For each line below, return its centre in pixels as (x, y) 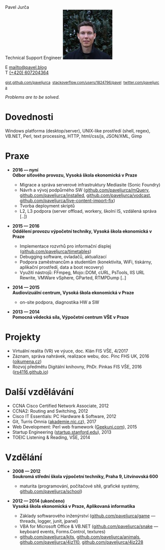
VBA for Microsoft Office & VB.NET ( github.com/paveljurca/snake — (89, 526)
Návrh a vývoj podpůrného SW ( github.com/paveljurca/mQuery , (84, 190)
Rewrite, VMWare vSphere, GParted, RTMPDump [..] (73, 278)
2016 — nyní (25, 170)
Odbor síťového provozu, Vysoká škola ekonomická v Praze (75, 175)
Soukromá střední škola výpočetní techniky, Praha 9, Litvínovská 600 (85, 476)
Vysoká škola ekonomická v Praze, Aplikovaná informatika (74, 506)
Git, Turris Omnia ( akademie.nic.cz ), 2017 (54, 422)
